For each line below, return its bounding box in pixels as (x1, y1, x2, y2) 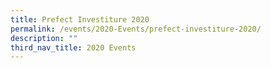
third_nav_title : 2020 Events (10, 42, 137, 53)
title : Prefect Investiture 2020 (10, 14, 150, 25)
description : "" (10, 33, 78, 43)
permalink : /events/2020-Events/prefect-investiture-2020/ (10, 24, 262, 34)
